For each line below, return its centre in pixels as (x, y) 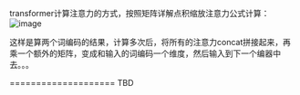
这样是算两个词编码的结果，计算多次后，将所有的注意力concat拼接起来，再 (150, 42)
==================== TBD (72, 83)
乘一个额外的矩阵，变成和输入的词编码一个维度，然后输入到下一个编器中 (145, 53)
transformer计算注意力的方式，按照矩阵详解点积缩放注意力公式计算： (140, 13)
